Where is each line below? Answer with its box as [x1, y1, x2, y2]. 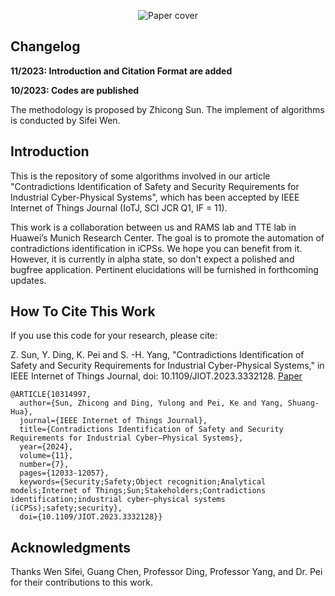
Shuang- [287, 398, 320, 409]
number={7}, [19, 460, 70, 470]
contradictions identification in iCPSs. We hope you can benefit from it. [10, 242, 303, 254]
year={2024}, [19, 442, 74, 452]
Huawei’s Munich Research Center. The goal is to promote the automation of [10, 231, 325, 244]
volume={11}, [19, 451, 74, 461]
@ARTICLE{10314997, [10, 390, 92, 400]
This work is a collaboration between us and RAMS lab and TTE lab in [10, 221, 297, 233]
